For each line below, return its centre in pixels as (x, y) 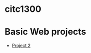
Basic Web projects (45, 32)
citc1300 (23, 9)
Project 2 (21, 46)
